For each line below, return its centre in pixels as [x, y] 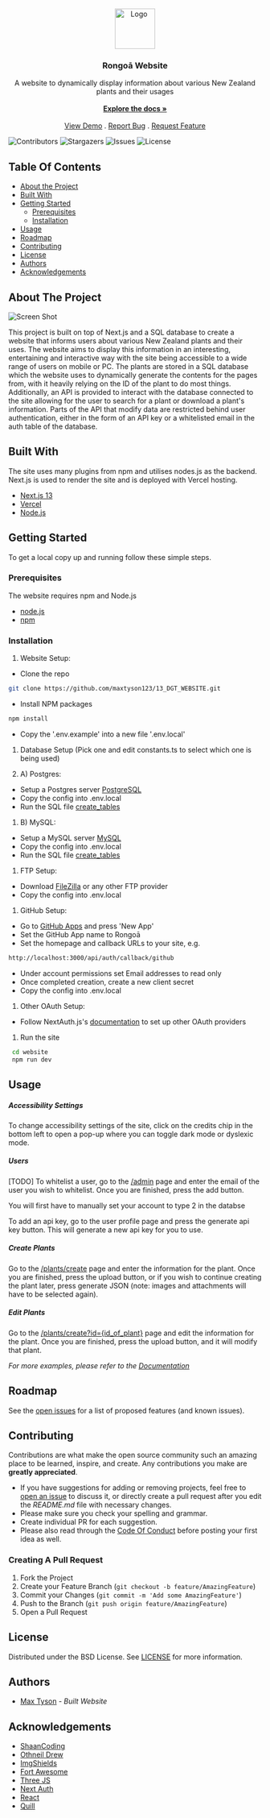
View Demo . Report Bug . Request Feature [135, 126]
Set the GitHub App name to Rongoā [80, 934]
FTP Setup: [39, 870]
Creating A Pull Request [55, 1560]
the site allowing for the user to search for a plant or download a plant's [127, 401]
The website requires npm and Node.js [72, 596]
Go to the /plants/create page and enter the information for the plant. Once [132, 1268]
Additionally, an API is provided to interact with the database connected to [131, 392]
